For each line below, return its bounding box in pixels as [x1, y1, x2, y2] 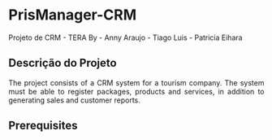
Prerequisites [8, 119, 78, 133]
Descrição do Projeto [8, 56, 117, 70]
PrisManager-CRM [8, 6, 136, 24]
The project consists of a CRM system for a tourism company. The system [8, 77, 265, 87]
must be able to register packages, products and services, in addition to [8, 86, 265, 96]
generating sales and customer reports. [8, 95, 140, 105]
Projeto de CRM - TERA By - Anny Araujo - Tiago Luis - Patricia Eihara [8, 33, 243, 42]
